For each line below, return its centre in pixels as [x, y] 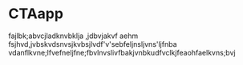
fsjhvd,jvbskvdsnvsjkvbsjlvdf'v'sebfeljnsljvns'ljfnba [93, 44]
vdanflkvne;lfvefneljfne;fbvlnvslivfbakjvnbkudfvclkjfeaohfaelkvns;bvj [122, 52]
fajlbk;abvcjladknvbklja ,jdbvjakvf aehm [73, 36]
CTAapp [36, 14]
